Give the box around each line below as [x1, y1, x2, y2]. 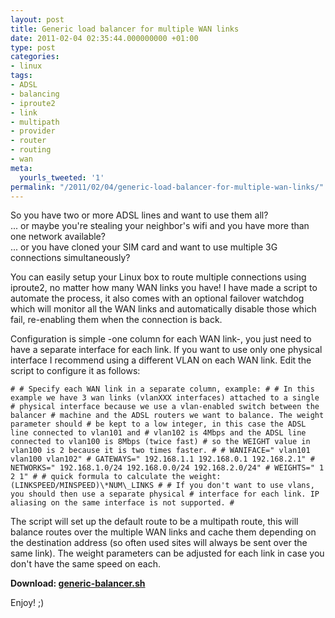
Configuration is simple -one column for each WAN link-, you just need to [10, 333, 312, 345]
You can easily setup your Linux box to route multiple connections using [10, 271, 307, 283]
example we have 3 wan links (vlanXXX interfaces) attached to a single [10, 393, 320, 403]
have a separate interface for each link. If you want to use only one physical [10, 344, 323, 356]
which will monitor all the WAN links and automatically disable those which [10, 303, 317, 315]
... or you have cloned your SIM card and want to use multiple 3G [10, 241, 278, 253]
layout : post [10, 14, 65, 25]
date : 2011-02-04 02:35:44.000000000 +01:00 [10, 33, 199, 43]
